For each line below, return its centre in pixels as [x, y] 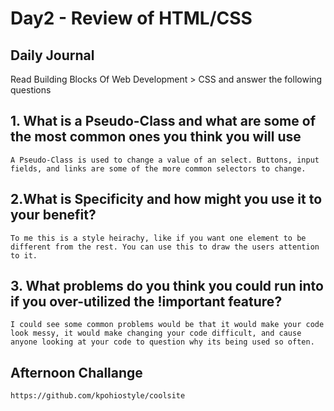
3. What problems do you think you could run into [167, 286]
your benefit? [53, 215]
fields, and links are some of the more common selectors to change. [158, 168]
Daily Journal [52, 55]
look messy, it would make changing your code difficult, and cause [156, 333]
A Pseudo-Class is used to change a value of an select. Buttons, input [165, 160]
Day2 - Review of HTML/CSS [131, 18]
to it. [24, 255]
